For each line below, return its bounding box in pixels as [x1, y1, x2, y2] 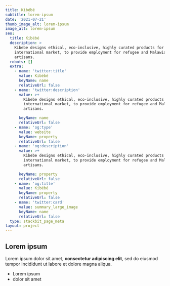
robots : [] [10, 59, 33, 64]
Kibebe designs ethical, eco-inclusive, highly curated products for [14, 45, 164, 50]
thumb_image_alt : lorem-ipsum [5, 21, 69, 27]
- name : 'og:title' [14, 181, 56, 186]
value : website [18, 130, 51, 135]
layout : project [5, 223, 39, 228]
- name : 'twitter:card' [14, 200, 65, 205]
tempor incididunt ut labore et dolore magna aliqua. [5, 261, 112, 267]
